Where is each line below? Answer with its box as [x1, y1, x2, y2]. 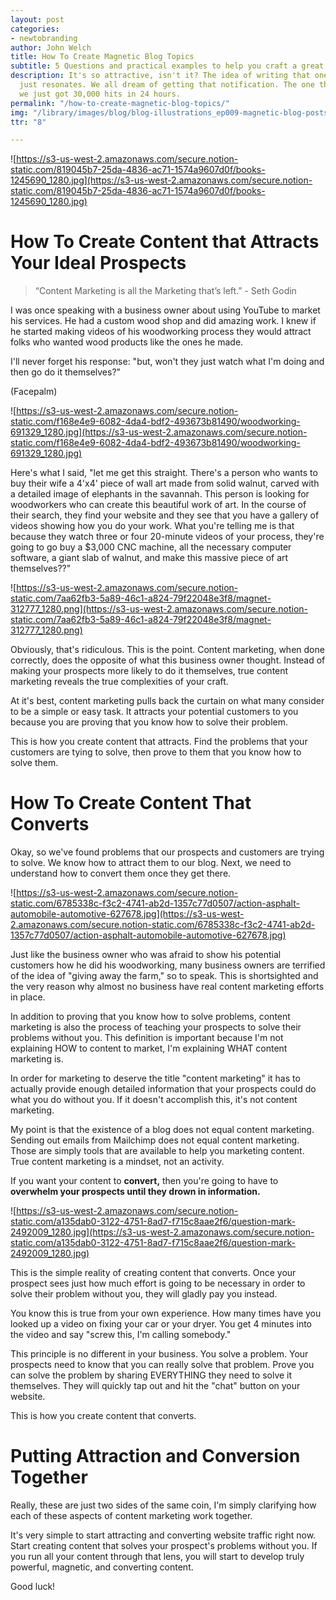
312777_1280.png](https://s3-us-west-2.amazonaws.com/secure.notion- [10, 603, 309, 615]
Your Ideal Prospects [10, 252, 187, 275]
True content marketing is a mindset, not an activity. [10, 1156, 225, 1168]
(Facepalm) [10, 386, 58, 398]
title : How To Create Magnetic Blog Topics [10, 52, 195, 62]
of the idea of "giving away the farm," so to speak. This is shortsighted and [10, 970, 319, 982]
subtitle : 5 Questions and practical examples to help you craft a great [10, 61, 325, 71]
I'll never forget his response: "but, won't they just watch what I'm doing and [10, 356, 325, 368]
